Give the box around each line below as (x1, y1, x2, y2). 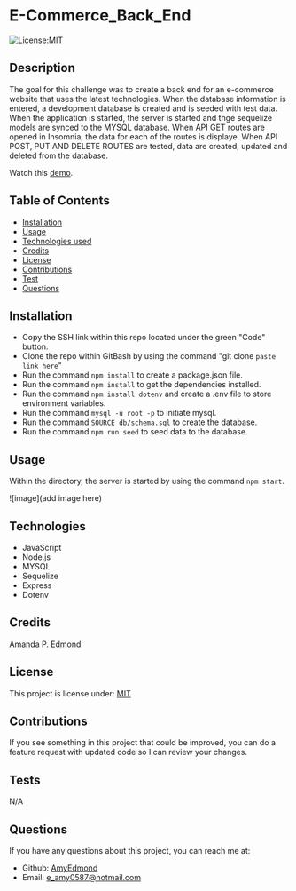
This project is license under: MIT (9, 688, 131, 698)
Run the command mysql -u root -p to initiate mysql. (21, 408, 217, 418)
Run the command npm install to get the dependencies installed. (21, 379, 261, 390)
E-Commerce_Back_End (9, 5, 191, 26)
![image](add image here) (9, 493, 103, 504)
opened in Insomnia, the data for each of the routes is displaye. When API (9, 131, 278, 142)
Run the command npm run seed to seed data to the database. (21, 426, 248, 437)
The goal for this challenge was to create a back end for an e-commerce (9, 84, 275, 94)
